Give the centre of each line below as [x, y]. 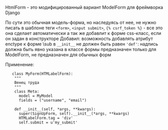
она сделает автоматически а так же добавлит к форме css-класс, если [83, 33]
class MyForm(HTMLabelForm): [42, 74]
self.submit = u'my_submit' [48, 122]
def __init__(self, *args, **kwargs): [55, 109]
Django [13, 13]
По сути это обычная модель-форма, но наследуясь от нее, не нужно [81, 23]
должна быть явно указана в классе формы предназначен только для [81, 49]
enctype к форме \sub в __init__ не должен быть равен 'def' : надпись [82, 44]
